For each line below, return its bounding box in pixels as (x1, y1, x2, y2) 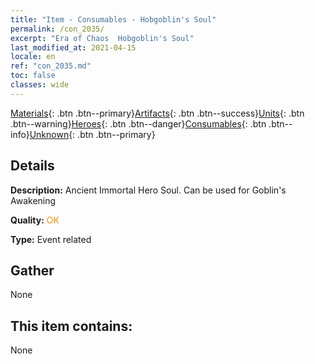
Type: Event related (10, 233, 92, 245)
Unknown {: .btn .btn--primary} (29, 128, 156, 140)
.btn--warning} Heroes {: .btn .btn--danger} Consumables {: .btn (10, 117, 267, 130)
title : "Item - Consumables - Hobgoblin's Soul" (10, 14, 217, 25)
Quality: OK (10, 214, 60, 226)
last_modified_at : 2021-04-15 (10, 42, 137, 53)
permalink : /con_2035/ (10, 24, 105, 34)
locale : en (10, 52, 56, 62)
